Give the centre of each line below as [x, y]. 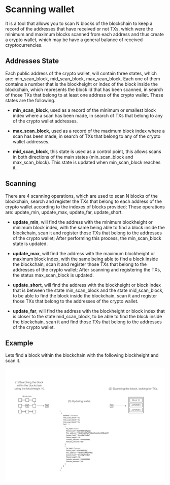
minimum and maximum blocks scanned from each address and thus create [84, 34]
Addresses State [32, 61]
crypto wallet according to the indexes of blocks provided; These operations [85, 206]
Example [19, 343]
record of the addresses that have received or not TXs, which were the [79, 28]
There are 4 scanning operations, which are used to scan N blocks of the [82, 196]
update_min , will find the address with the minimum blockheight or [83, 222]
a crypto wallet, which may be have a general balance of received [74, 40]
